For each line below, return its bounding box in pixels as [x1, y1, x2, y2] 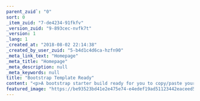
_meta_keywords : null [6, 70, 60, 75]
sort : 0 [6, 14, 26, 20]
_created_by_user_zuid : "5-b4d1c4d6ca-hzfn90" [6, 48, 124, 53]
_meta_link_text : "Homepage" [6, 53, 79, 59]
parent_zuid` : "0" [6, 8, 52, 15]
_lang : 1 [6, 36, 28, 42]
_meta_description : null [6, 64, 68, 70]
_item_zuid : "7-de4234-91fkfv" [6, 20, 84, 26]
